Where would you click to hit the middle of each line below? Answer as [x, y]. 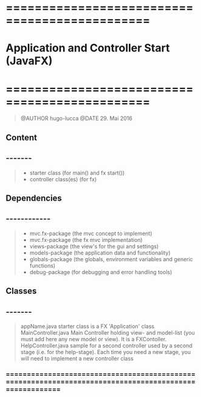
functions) [43, 265]
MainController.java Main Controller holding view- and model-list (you [107, 332]
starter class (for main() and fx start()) [77, 173]
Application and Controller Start [88, 48]
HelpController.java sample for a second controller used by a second [106, 345]
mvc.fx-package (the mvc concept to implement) [91, 233]
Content [22, 137]
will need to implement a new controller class [77, 358]
